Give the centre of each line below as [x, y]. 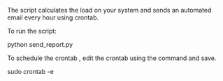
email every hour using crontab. [53, 17]
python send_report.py [40, 44]
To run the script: [32, 31]
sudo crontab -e [30, 72]
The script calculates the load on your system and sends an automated [109, 10]
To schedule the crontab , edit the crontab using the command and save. [112, 58]
